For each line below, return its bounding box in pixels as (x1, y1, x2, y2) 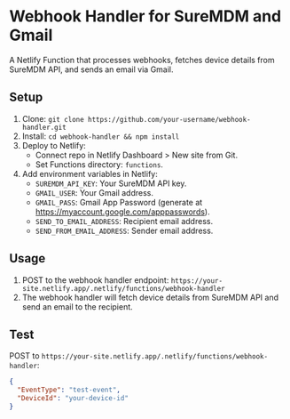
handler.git (21, 123, 67, 132)
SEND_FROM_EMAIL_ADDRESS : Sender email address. (35, 225, 214, 236)
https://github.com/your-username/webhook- (87, 115, 251, 124)
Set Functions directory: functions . (35, 158, 164, 170)
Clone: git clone (21, 113, 84, 124)
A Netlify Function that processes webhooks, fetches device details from (9, 54, 275, 65)
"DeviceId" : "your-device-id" (17, 394, 129, 403)
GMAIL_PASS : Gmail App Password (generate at (35, 197, 203, 207)
